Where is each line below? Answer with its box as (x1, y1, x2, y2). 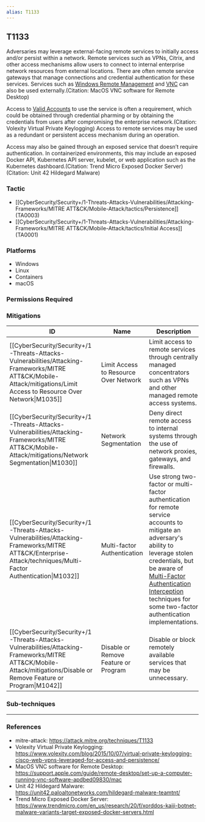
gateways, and (149, 454, 191, 463)
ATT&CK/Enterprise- (9, 549, 70, 557)
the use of (149, 439, 178, 448)
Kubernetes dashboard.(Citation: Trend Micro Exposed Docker (6, 163, 164, 170)
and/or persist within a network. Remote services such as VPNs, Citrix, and (6, 55, 195, 62)
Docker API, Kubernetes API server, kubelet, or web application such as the (6, 156, 196, 164)
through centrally (149, 353, 198, 361)
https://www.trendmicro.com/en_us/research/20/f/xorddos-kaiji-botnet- (15, 802, 197, 809)
